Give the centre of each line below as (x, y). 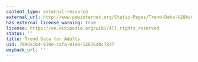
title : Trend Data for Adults (43, 39)
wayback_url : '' (26, 50)
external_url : (24, 17)
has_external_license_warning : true (51, 22)
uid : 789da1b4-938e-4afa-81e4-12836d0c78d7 (60, 45)
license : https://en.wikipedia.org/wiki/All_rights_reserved (83, 28)
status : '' (19, 34)
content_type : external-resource (47, 12)
